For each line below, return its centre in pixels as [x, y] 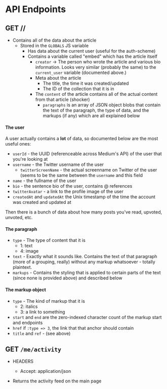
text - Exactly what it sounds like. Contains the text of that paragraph [85, 257]
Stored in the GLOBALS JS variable [54, 46]
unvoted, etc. [19, 218]
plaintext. [22, 267]
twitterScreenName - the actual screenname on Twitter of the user [89, 170]
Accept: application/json [46, 371]
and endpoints [28, 323]
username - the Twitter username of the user [58, 165]
